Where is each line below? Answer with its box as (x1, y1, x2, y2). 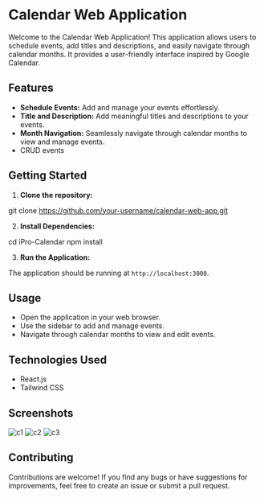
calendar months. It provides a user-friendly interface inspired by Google (8, 49, 250, 59)
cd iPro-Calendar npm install (8, 237, 103, 246)
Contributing (8, 451, 74, 464)
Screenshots (8, 406, 74, 420)
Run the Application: (19, 252, 91, 262)
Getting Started (8, 169, 87, 183)
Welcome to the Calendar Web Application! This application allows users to (8, 32, 257, 42)
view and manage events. (19, 137, 105, 146)
